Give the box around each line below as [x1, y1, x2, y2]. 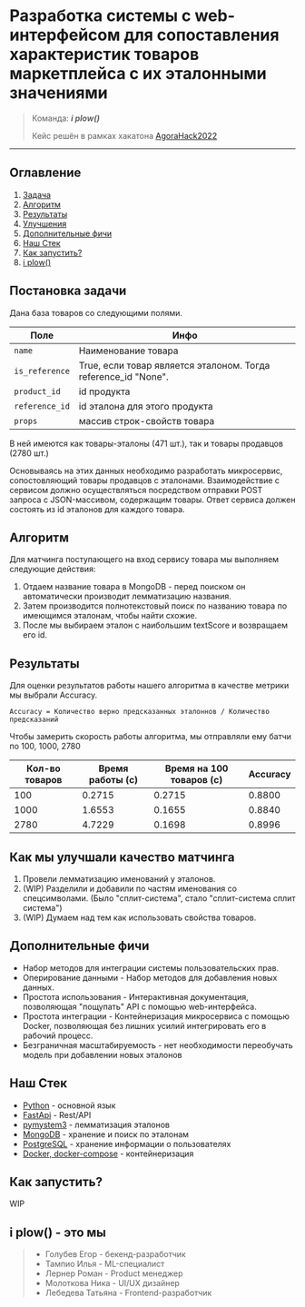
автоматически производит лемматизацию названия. [22, 591, 231, 602]
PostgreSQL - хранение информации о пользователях [22, 1138, 231, 1149]
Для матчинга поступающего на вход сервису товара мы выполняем [9, 554, 280, 565]
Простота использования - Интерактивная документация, [22, 991, 249, 1002]
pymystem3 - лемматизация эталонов [22, 1119, 171, 1130]
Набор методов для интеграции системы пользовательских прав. [22, 962, 280, 973]
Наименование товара [78, 344, 179, 357]
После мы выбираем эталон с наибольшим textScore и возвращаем [22, 619, 289, 631]
